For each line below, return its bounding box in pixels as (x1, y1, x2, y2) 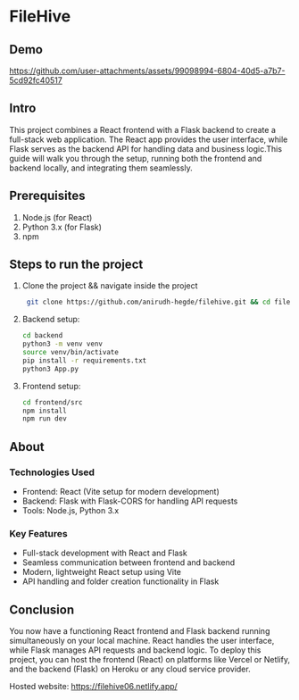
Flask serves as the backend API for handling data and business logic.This (9, 143, 283, 154)
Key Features (9, 527, 69, 539)
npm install (21, 406, 67, 415)
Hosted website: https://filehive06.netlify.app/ (9, 681, 179, 692)
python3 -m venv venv (21, 339, 104, 349)
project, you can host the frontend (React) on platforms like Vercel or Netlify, (9, 654, 290, 665)
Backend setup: (21, 314, 80, 325)
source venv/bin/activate (21, 348, 119, 357)
